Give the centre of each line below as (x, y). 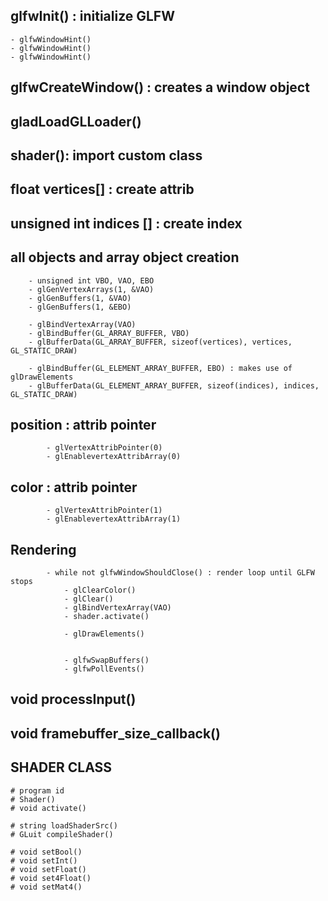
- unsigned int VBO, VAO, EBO (91, 280)
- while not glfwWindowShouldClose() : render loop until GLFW (180, 573)
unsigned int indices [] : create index (126, 223)
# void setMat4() (46, 887)
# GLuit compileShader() (62, 834)
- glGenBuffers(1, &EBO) (80, 307)
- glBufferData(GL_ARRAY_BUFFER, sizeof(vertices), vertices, (160, 342)
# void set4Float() (51, 878)
